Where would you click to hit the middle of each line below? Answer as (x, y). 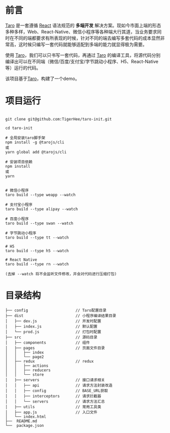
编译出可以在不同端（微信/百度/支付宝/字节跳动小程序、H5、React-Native (82, 61)
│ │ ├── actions (27, 366)
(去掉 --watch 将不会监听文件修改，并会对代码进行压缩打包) (61, 274)
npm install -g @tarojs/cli (35, 142)
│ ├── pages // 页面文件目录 (55, 348)
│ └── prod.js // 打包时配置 (53, 332)
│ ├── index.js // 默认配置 (51, 326)
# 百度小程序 (17, 219)
